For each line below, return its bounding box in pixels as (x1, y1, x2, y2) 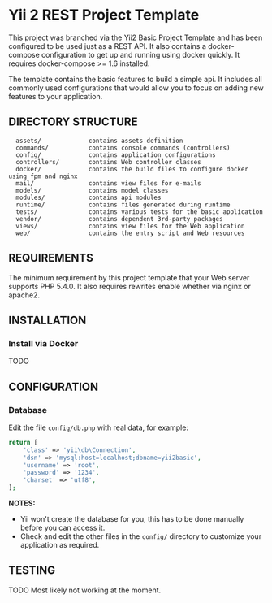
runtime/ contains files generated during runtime (15, 201, 231, 209)
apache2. (8, 290, 41, 300)
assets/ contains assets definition (15, 137, 183, 145)
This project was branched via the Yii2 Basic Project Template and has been (8, 33, 263, 42)
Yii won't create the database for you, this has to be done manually (19, 514, 244, 524)
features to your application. (8, 91, 103, 101)
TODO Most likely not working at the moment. (8, 585, 162, 595)
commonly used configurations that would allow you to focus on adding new (8, 83, 264, 93)
